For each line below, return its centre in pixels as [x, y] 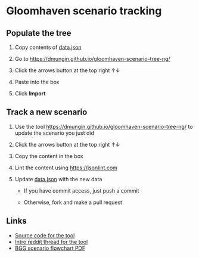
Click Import [30, 93]
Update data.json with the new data [58, 179]
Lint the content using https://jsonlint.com [66, 168]
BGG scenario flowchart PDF [50, 248]
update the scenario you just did [54, 133]
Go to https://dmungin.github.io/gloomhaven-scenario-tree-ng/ [93, 59]
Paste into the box [37, 82]
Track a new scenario [47, 112]
